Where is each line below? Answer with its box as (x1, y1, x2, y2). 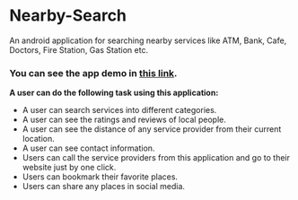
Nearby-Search (9, 5, 127, 26)
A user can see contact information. (22, 143, 155, 153)
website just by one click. (22, 162, 117, 173)
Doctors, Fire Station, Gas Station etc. (9, 44, 149, 55)
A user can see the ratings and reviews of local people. (22, 114, 226, 126)
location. (22, 134, 56, 144)
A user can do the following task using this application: (9, 87, 219, 99)
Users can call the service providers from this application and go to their (22, 152, 290, 163)
